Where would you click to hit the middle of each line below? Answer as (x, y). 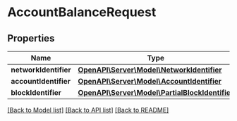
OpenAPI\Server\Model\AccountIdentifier (150, 81)
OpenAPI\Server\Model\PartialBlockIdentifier (156, 93)
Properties (31, 38)
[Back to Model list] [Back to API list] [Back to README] (88, 110)
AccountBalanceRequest (82, 12)
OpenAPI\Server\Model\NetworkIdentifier (150, 70)
